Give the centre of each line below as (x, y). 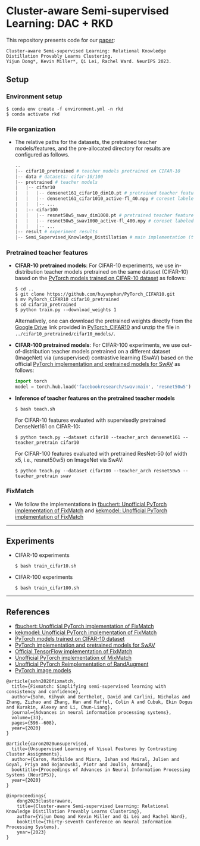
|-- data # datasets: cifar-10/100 (59, 177)
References (28, 612)
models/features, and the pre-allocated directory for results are (93, 148)
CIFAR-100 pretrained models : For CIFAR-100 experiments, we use (97, 345)
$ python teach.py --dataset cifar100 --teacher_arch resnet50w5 (97, 471)
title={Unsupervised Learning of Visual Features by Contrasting (94, 749)
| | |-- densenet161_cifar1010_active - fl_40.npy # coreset (95, 199)
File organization (31, 129)
